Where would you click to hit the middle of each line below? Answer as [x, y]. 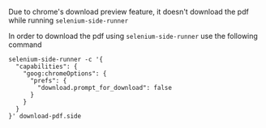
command [25, 45]
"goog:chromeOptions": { [65, 74]
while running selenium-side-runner [69, 20]
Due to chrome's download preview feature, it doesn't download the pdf [129, 12]
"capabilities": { [47, 66]
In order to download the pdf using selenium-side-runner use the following [133, 36]
